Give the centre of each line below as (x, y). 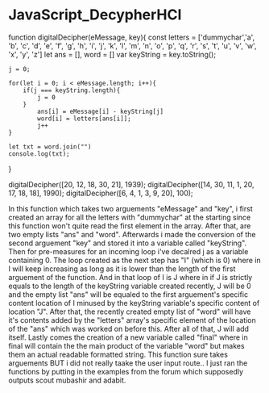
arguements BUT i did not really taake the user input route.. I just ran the (128, 363)
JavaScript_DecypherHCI (95, 15)
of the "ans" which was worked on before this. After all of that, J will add (129, 328)
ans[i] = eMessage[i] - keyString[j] (100, 111)
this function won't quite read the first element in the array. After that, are (130, 226)
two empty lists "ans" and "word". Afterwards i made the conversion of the (132, 234)
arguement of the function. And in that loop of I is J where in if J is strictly (130, 277)
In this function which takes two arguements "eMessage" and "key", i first (130, 208)
